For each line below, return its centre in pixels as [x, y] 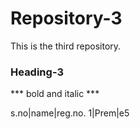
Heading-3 [37, 72]
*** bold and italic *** [55, 94]
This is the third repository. [66, 46]
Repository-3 [66, 18]
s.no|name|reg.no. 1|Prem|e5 [70, 113]
